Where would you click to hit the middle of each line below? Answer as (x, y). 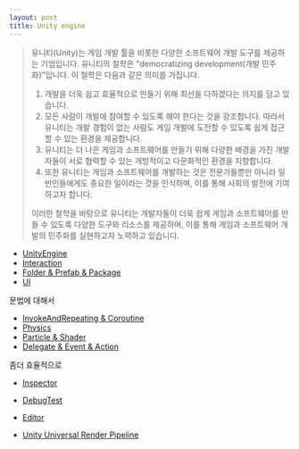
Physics (37, 328)
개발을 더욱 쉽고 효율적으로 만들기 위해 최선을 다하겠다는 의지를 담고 (162, 94)
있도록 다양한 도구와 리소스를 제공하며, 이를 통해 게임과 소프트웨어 (165, 224)
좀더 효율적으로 (36, 365)
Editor (33, 417)
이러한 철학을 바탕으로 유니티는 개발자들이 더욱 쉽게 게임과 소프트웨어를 (155, 213)
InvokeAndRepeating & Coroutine (83, 318)
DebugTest (42, 400)
